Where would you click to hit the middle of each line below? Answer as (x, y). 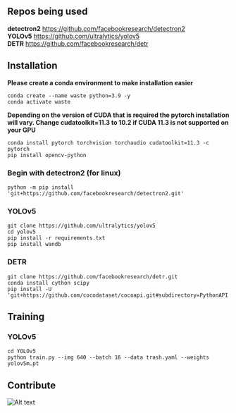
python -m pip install (41, 187)
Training (26, 316)
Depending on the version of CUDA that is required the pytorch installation (118, 115)
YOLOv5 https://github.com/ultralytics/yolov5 (73, 36)
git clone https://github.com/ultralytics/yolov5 (82, 226)
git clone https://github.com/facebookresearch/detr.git (93, 277)
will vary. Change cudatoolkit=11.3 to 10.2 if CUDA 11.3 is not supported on (118, 122)
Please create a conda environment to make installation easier (100, 82)
